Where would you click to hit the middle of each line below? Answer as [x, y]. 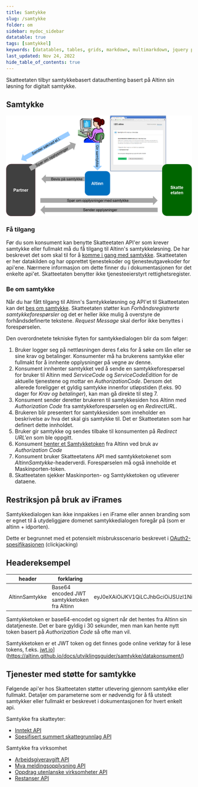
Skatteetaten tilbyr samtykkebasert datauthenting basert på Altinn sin [90, 80]
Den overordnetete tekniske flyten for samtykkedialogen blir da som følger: [97, 338]
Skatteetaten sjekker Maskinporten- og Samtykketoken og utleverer [97, 475]
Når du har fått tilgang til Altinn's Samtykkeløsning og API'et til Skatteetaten [98, 301]
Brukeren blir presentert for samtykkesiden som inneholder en [90, 412]
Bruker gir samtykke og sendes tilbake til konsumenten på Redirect [96, 431]
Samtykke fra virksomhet [37, 748]
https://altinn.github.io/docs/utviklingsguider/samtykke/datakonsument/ [95, 655]
